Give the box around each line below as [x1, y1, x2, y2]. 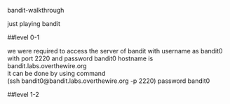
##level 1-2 [7, 91, 40, 98]
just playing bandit [7, 20, 61, 27]
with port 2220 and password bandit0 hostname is [7, 54, 154, 63]
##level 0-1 [7, 33, 40, 41]
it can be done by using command [7, 70, 106, 77]
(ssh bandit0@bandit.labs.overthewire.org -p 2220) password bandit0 [7, 77, 210, 85]
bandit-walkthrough [7, 6, 65, 14]
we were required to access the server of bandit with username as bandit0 [7, 47, 223, 55]
